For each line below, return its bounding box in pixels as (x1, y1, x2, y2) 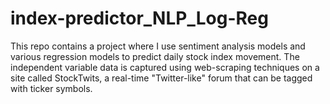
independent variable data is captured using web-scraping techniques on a (10, 61, 320, 73)
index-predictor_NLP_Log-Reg (10, 7, 269, 30)
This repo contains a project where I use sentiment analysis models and (10, 40, 306, 52)
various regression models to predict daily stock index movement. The (10, 50, 300, 62)
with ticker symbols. (10, 82, 93, 94)
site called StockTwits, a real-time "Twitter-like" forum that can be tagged (10, 72, 313, 84)
